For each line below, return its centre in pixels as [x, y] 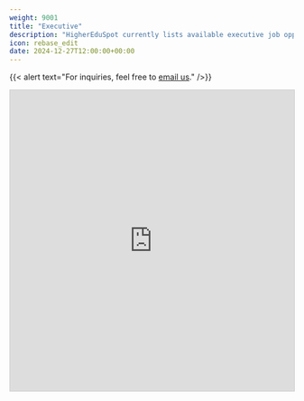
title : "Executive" [46, 26]
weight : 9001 [34, 18]
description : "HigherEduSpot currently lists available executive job [145, 34]
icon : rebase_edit [44, 43]
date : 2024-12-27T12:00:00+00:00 [72, 51]
